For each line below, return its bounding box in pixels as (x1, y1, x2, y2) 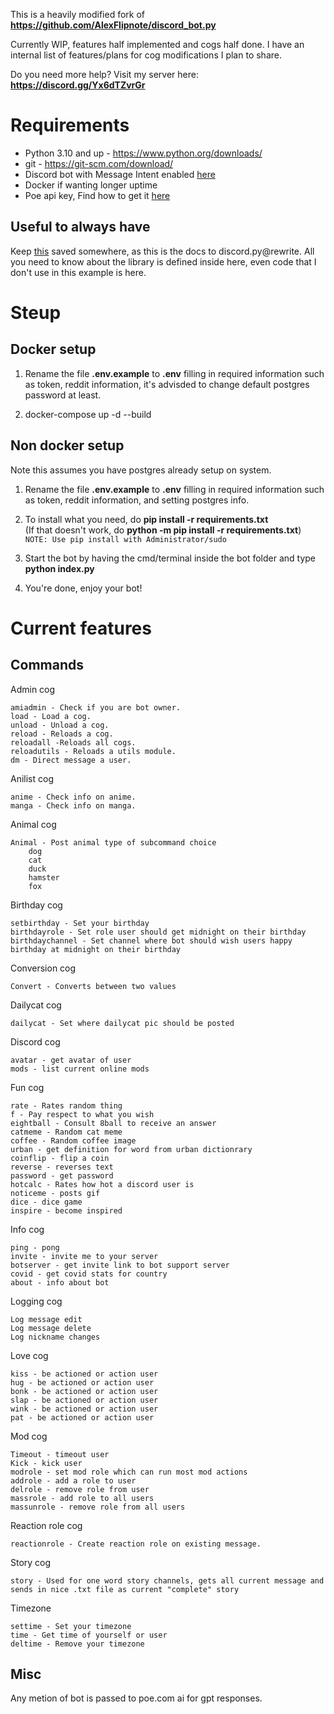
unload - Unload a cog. (10, 720, 110, 730)
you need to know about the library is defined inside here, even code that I (10, 255, 317, 268)
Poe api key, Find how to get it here (24, 189, 171, 201)
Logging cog (10, 1295, 63, 1307)
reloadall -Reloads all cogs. (10, 737, 137, 748)
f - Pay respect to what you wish (10, 1109, 155, 1119)
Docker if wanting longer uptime (24, 179, 158, 191)
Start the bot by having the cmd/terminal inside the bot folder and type (24, 552, 317, 564)
